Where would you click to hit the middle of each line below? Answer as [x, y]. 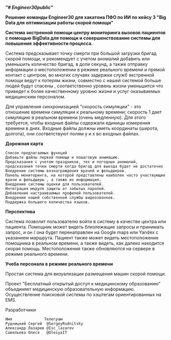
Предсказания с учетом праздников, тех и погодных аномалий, [72, 162]
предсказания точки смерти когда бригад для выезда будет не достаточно [84, 166]
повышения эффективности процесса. [49, 43]
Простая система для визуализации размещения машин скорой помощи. [86, 274]
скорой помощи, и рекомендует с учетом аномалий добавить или [78, 59]
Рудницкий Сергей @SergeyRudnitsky [44, 324]
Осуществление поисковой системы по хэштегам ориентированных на [83, 295]
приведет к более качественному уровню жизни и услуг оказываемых [83, 91]
